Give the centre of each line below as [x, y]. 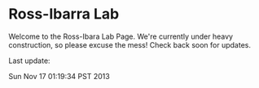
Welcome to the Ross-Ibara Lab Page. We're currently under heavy [121, 36]
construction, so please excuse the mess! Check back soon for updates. [129, 44]
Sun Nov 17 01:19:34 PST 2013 [59, 76]
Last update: [29, 61]
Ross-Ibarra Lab [64, 14]
